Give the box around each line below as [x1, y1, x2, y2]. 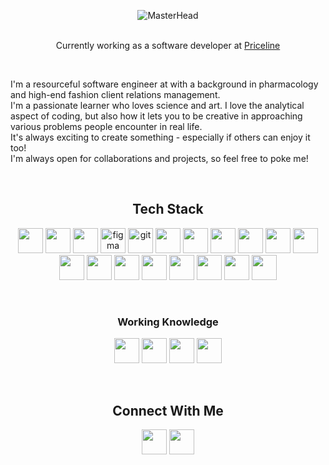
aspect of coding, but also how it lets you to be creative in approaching [10, 110, 303, 122]
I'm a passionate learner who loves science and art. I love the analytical [10, 100, 305, 111]
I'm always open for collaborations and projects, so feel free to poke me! [10, 153, 309, 164]
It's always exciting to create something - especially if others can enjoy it [10, 131, 311, 143]
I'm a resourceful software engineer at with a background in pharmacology [10, 78, 319, 90]
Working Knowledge [117, 315, 219, 329]
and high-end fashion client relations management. [10, 89, 221, 100]
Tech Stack [132, 201, 204, 218]
